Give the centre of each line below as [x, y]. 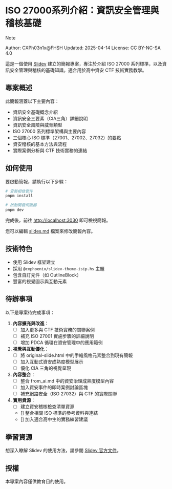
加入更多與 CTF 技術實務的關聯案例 [57, 329]
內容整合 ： [24, 375]
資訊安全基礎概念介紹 [35, 112]
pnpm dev [15, 210]
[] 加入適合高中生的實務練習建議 [54, 419]
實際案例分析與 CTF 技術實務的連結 [50, 150]
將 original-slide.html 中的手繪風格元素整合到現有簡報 [77, 355]
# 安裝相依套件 [19, 191]
